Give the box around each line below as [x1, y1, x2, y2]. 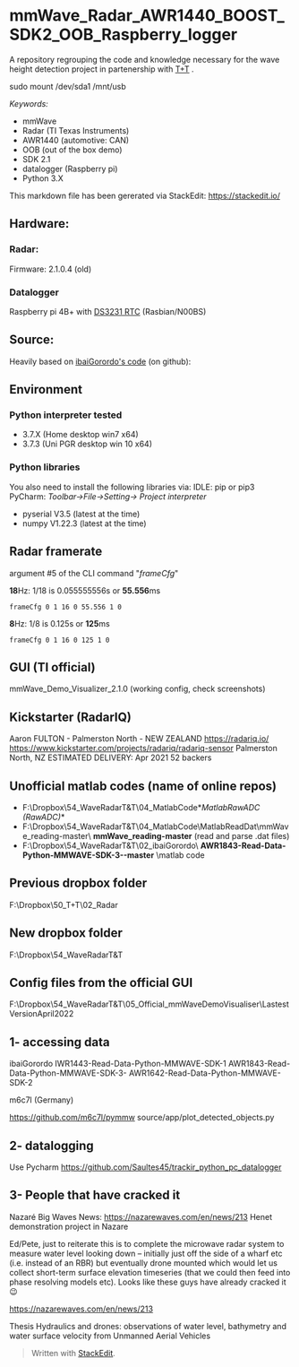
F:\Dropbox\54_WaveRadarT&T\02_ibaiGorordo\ [21, 840, 199, 851]
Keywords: [9, 98, 49, 108]
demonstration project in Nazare [9, 1221, 129, 1232]
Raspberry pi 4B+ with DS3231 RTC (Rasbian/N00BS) [9, 306, 207, 316]
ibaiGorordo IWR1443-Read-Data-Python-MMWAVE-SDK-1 [9, 1059, 226, 1069]
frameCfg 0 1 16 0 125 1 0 [9, 636, 110, 645]
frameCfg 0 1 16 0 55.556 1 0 [9, 602, 123, 611]
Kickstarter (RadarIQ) [9, 709, 132, 724]
